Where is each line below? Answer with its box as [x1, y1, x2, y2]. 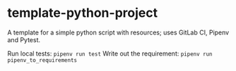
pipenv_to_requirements [7, 56, 78, 64]
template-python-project [7, 5, 158, 21]
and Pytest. [7, 35, 41, 44]
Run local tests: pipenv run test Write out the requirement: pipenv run [7, 49, 213, 58]
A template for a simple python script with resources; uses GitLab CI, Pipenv [7, 28, 230, 37]
